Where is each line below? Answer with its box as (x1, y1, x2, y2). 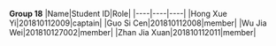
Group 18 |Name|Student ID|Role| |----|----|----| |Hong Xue (9, 9, 227, 19)
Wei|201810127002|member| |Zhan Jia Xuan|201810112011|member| (9, 27, 257, 37)
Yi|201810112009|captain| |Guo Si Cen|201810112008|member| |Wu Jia (9, 18, 267, 28)
